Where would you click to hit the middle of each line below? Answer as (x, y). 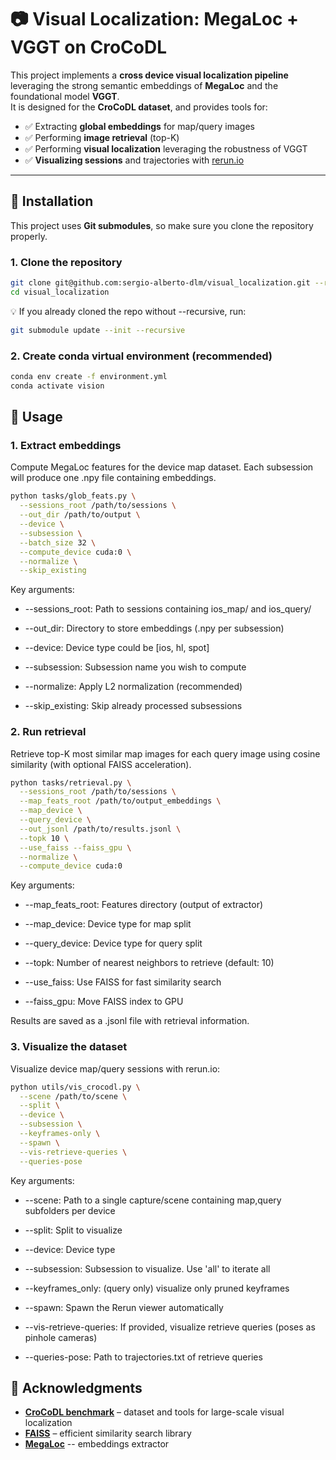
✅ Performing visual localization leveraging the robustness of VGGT (166, 148)
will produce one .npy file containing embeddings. (113, 478)
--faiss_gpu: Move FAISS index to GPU (104, 1002)
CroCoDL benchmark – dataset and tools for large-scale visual (154, 1412)
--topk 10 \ (44, 838)
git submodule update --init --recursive (98, 330)
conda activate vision (57, 386)
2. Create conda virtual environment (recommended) (141, 356)
